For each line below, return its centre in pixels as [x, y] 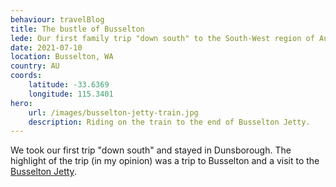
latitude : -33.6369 [69, 85]
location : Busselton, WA [62, 57]
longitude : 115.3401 [71, 94]
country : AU [35, 66]
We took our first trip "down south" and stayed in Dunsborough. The [151, 150]
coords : [26, 76]
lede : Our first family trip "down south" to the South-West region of [162, 38]
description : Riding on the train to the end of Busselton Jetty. [169, 122]
